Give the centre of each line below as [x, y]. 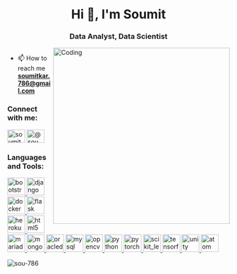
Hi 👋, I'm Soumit [119, 14]
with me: [23, 118]
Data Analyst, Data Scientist [119, 37]
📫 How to [32, 58]
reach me [31, 68]
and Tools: [26, 166]
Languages [27, 157]
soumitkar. [34, 76]
